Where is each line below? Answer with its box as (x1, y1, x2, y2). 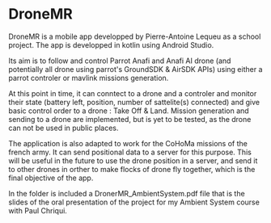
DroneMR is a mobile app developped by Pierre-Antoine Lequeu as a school (8, 32, 261, 41)
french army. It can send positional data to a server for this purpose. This (8, 147, 252, 157)
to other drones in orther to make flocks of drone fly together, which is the (8, 164, 256, 174)
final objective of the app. (8, 173, 94, 183)
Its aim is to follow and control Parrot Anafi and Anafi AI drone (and (8, 56, 231, 65)
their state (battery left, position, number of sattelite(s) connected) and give (8, 97, 260, 107)
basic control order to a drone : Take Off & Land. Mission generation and (8, 106, 249, 116)
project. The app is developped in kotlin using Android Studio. (8, 40, 214, 49)
